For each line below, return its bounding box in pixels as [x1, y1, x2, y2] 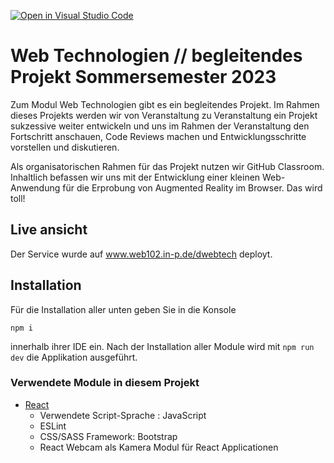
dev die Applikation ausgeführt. [10, 351, 138, 363]
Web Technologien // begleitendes [10, 45, 303, 67]
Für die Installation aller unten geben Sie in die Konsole [10, 303, 237, 315]
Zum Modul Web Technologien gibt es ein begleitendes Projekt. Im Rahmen [10, 98, 320, 110]
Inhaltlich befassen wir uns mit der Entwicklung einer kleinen [10, 171, 261, 183]
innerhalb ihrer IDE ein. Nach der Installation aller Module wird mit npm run [10, 340, 315, 352]
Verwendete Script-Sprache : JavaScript [39, 409, 207, 421]
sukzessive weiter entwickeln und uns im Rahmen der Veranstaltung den [10, 120, 310, 132]
